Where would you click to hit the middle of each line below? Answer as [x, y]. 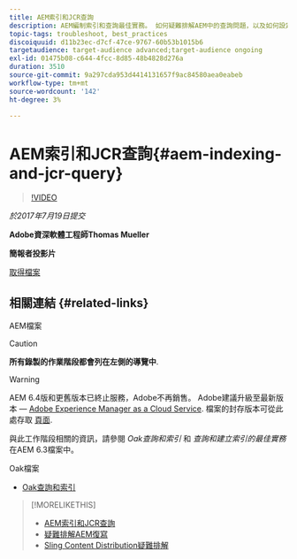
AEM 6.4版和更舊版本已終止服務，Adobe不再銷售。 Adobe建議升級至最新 [143, 398]
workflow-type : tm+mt [49, 83]
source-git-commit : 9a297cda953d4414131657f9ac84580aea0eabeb [126, 75]
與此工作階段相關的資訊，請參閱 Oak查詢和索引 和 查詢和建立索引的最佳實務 [148, 439]
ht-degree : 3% [35, 100]
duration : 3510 [37, 67]
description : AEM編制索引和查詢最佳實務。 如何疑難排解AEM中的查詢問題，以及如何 [145, 26]
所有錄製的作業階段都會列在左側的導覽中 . [84, 362]
